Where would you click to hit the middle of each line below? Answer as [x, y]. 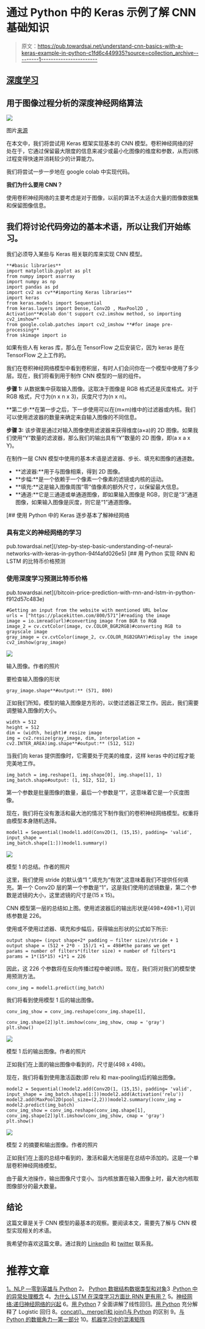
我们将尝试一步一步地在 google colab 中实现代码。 [70, 172]
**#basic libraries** [34, 265]
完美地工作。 [22, 763]
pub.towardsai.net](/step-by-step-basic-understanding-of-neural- [90, 547]
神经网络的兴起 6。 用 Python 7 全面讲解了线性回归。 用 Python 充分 [108, 1304]
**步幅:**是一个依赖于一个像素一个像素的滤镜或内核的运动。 [91, 479]
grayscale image [27, 632]
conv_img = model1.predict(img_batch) [56, 988]
